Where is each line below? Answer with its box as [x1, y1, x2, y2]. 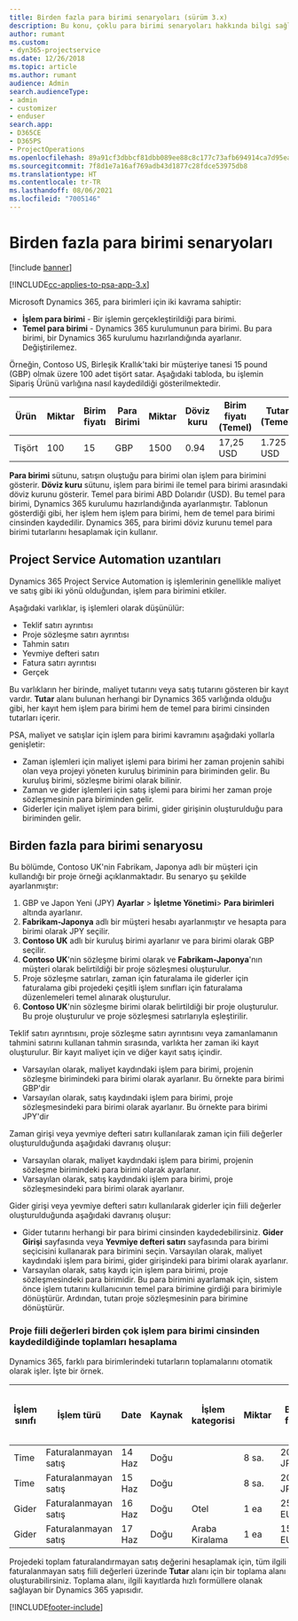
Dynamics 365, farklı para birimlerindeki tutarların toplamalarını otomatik [9, 1356, 273, 1366]
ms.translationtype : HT [9, 169, 98, 178]
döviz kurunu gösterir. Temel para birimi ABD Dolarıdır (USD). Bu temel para [9, 489, 286, 500]
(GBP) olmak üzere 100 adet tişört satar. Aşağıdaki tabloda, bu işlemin [9, 368, 264, 379]
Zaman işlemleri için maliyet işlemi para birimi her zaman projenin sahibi [21, 756, 285, 767]
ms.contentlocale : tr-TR [9, 178, 101, 187]
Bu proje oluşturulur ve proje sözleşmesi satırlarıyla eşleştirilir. [21, 1011, 248, 1021]
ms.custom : [9, 37, 50, 47]
